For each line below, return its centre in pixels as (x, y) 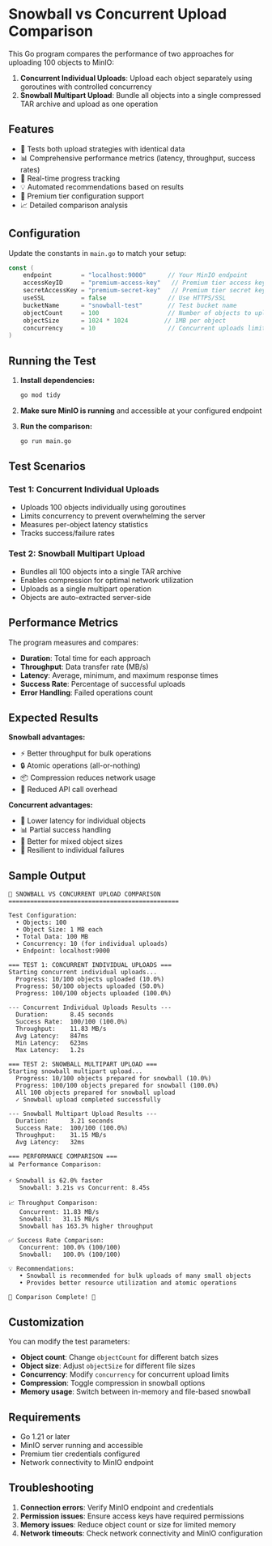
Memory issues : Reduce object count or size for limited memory (128, 1524)
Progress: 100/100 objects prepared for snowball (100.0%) (117, 1086)
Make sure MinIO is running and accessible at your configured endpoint (141, 411)
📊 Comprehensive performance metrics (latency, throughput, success (138, 158)
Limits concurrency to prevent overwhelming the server (113, 516)
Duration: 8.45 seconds (65, 1015)
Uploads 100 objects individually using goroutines (103, 507)
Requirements (45, 1417)
